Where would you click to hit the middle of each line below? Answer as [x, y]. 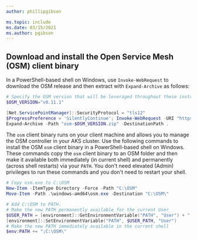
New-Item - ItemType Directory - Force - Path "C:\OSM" [72, 188]
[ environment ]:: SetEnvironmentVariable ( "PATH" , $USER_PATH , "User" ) [91, 221]
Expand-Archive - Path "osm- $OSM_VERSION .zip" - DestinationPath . [87, 124]
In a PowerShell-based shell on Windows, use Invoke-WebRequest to [87, 80]
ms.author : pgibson [30, 33]
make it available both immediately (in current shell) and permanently [89, 160]
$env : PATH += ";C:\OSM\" [36, 232]
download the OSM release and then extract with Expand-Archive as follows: [98, 86]
